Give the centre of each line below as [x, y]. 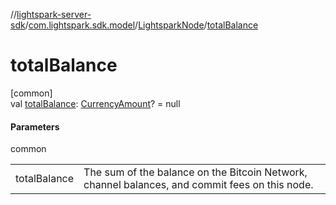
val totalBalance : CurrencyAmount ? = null [95, 103]
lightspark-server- [54, 14]
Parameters [35, 126]
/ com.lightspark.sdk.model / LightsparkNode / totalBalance [141, 25]
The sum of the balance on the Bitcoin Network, [195, 172]
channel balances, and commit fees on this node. [198, 185]
